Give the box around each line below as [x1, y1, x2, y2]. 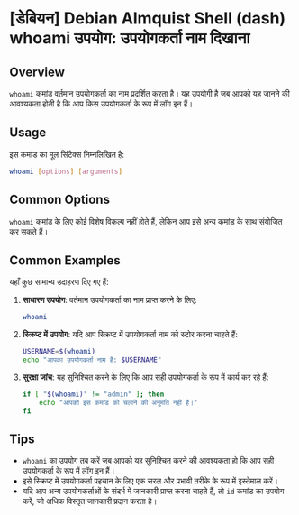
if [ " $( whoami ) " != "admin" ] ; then [22, 390, 165, 399]
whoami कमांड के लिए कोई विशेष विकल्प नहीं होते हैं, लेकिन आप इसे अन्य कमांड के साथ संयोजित [9, 216, 283, 226]
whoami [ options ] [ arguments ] [9, 167, 123, 176]
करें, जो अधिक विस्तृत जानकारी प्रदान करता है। [22, 496, 158, 507]
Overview [9, 64, 66, 79]
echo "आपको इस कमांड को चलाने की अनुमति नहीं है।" [39, 398, 198, 407]
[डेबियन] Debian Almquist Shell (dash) [9, 8, 286, 29]
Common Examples [9, 253, 122, 268]
